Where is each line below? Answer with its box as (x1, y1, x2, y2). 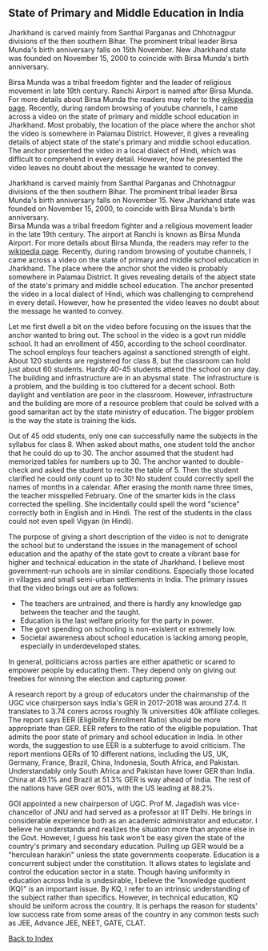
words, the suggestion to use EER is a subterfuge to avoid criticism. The (8, 740, 246, 750)
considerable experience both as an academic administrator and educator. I (8, 815, 258, 825)
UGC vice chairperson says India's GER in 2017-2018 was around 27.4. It (8, 697, 246, 707)
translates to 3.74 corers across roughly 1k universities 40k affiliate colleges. (8, 706, 261, 716)
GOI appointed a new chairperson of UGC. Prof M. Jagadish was (8, 799, 222, 808)
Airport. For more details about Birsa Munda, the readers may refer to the (8, 238, 250, 247)
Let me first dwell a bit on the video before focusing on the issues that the (8, 321, 252, 331)
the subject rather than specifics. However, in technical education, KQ (8, 892, 238, 902)
